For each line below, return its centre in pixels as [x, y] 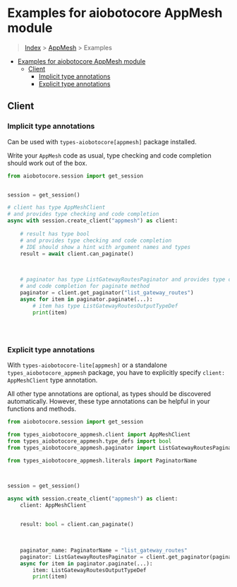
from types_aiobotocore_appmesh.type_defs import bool [90, 441]
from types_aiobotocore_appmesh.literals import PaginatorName [102, 460]
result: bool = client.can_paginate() [77, 525]
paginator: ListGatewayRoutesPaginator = [81, 557]
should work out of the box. [47, 163]
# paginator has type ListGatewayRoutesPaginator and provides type [123, 280]
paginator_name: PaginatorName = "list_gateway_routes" [104, 550]
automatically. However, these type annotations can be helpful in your [109, 402]
